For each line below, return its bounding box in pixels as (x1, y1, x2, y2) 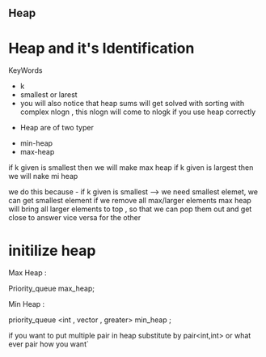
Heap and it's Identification (8, 39, 195, 57)
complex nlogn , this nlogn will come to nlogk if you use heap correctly (19, 107, 256, 117)
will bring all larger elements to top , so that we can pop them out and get (8, 204, 252, 214)
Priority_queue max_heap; (8, 283, 95, 294)
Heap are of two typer (19, 123, 95, 133)
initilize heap (8, 241, 96, 260)
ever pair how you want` (8, 339, 89, 349)
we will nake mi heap (8, 172, 78, 181)
